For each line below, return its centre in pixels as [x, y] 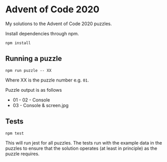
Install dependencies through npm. [42, 33]
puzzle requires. [22, 154]
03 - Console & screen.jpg [41, 105]
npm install [18, 43]
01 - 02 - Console [31, 100]
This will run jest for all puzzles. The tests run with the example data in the [84, 143]
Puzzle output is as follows [34, 90]
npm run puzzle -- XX [29, 70]
